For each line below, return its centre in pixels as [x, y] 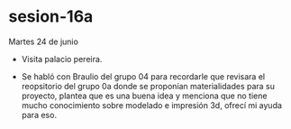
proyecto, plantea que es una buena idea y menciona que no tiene [144, 96]
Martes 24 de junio [43, 41]
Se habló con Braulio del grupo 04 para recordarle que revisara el [143, 76]
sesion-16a [51, 17]
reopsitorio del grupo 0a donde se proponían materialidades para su [148, 86]
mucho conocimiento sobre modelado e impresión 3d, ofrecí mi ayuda [152, 105]
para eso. [39, 115]
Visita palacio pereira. [62, 59]
